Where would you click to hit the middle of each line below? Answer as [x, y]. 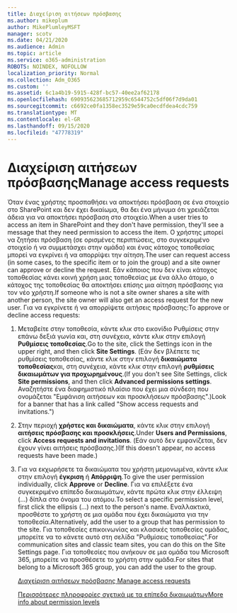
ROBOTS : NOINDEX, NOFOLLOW [47, 67]
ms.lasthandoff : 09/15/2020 [49, 126]
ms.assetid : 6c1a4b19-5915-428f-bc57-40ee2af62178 [83, 93]
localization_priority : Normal [53, 73]
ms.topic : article [34, 54]
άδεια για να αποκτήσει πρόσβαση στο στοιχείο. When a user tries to [108, 218]
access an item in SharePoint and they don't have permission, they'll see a [116, 225]
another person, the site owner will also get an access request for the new [116, 300]
